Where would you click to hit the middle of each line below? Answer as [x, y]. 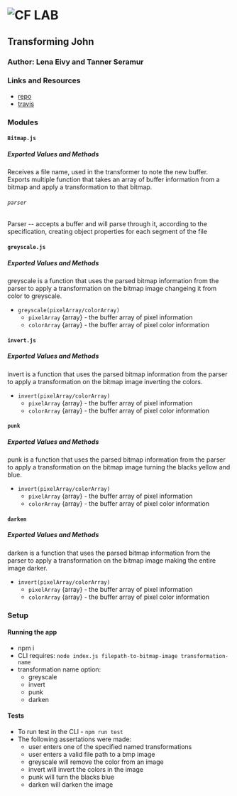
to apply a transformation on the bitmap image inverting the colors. [105, 381]
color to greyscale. [35, 296]
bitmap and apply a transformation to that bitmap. [80, 187]
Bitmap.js [22, 139]
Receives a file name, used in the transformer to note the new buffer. [108, 172]
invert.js [22, 340]
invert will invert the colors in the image [86, 770]
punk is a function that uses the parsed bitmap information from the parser [116, 460]
